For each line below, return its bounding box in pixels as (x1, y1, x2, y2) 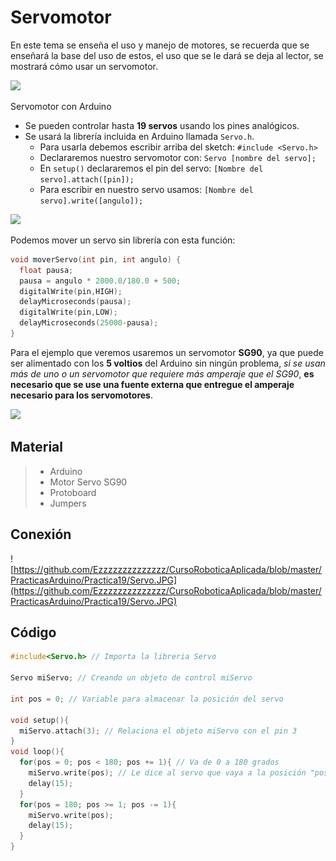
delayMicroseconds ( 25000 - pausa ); (19, 318, 159, 328)
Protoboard (49, 486, 97, 498)
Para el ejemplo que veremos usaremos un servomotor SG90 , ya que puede (10, 346, 324, 358)
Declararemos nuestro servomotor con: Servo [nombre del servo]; (39, 151, 317, 163)
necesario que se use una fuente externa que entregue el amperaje (10, 378, 295, 390)
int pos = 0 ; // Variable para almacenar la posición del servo (10, 694, 284, 704)
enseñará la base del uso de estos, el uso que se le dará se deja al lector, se (10, 49, 324, 61)
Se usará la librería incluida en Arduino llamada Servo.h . (24, 130, 255, 142)
